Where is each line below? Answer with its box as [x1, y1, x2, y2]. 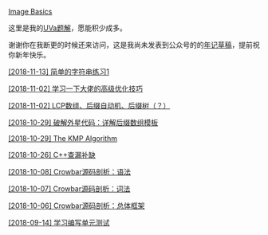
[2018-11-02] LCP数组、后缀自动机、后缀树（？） [8, 101, 171, 110]
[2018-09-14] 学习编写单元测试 [8, 218, 110, 227]
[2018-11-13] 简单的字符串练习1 [8, 67, 110, 76]
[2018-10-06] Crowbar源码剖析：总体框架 [8, 201, 145, 210]
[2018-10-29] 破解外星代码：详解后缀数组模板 [8, 118, 159, 127]
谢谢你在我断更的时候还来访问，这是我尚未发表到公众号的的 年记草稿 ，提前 [8, 40, 253, 49]
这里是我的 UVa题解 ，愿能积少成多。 [8, 23, 128, 33]
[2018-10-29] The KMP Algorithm [8, 134, 118, 143]
